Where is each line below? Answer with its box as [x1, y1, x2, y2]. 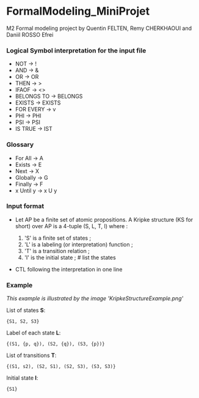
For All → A [15, 154, 44, 161]
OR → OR [15, 73, 39, 81]
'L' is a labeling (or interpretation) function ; [24, 240, 133, 248]
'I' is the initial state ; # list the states [24, 254, 116, 261]
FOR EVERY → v [15, 106, 56, 113]
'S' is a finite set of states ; [24, 234, 92, 241]
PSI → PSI [15, 119, 41, 126]
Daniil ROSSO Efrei [6, 31, 54, 38]
